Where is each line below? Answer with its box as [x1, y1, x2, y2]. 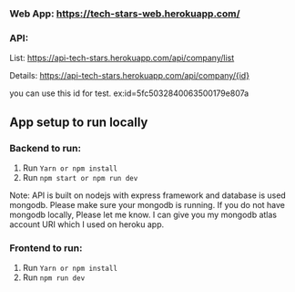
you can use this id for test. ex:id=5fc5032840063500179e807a [9, 88, 249, 99]
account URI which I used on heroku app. [9, 218, 165, 230]
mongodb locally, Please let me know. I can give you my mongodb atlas [9, 209, 278, 220]
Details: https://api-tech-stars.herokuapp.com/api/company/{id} [9, 70, 250, 81]
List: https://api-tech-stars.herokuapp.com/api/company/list [9, 53, 235, 64]
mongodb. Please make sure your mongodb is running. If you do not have [9, 199, 285, 210]
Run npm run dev [22, 272, 86, 283]
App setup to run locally [9, 114, 148, 130]
